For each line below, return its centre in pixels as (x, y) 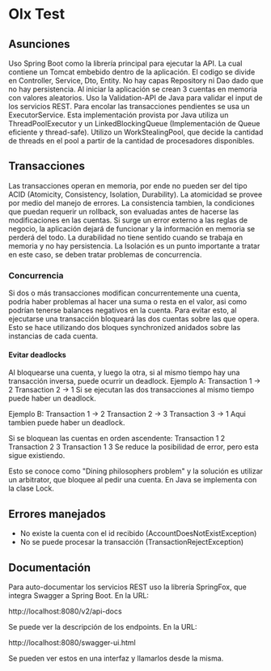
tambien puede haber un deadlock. (67, 423)
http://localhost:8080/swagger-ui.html (72, 642)
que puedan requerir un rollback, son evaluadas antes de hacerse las (124, 211)
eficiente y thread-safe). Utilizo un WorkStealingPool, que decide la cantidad (136, 132)
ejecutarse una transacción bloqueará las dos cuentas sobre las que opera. (134, 319)
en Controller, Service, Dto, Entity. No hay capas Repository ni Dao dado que (136, 81)
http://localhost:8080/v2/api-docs (66, 611)
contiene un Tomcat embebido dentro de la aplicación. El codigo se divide (132, 72)
